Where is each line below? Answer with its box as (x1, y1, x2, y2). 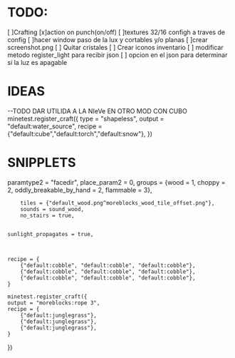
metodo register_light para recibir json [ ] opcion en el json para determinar (7, 51, 228, 59)
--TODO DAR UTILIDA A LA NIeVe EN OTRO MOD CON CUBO (7, 106, 187, 115)
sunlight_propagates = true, (7, 230, 94, 237)
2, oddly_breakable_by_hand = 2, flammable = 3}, (7, 185, 152, 194)
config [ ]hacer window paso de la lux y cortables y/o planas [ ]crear (7, 35, 209, 44)
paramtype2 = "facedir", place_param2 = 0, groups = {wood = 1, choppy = (7, 178, 226, 186)
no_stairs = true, (20, 212, 75, 219)
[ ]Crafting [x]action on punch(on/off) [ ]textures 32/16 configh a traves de (7, 28, 226, 36)
